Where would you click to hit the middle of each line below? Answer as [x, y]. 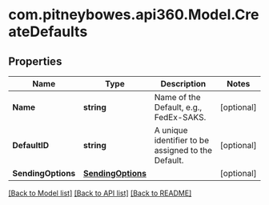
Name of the [178, 97]
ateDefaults [48, 32]
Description [183, 84]
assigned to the [183, 150]
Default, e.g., [178, 107]
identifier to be [182, 140]
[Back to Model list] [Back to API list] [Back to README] [100, 193]
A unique [171, 130]
